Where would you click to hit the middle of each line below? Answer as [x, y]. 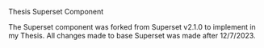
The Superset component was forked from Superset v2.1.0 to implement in [132, 27]
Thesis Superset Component [56, 12]
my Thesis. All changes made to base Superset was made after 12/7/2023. [132, 36]
